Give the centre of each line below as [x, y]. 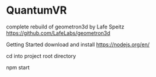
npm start [18, 67]
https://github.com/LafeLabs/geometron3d [58, 33]
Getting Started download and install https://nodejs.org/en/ [78, 44]
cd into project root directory [41, 56]
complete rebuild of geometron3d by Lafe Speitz [65, 27]
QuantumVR [36, 10]
